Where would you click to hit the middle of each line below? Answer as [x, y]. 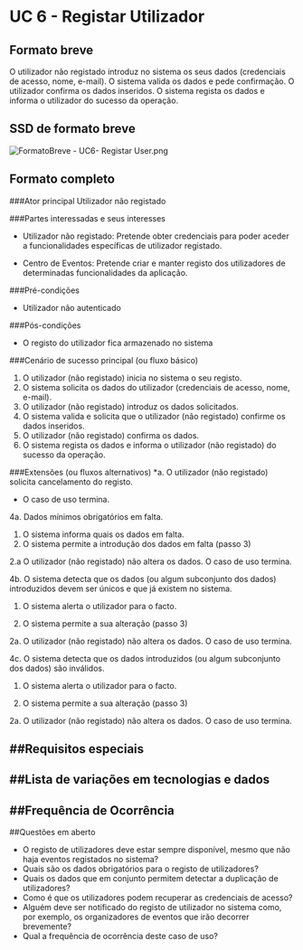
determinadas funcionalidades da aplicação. [105, 272]
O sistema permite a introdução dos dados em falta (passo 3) [137, 543]
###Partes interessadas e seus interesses [87, 218]
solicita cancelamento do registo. [71, 482]
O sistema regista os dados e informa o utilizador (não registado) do [149, 445]
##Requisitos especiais [77, 749]
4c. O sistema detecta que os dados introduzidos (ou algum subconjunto [145, 658]
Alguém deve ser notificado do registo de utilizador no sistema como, [152, 908]
